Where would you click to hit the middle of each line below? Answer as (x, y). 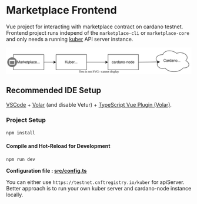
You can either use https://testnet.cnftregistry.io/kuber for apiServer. (95, 182)
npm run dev (21, 159)
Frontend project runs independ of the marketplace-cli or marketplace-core (98, 32)
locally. (15, 195)
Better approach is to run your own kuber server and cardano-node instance (99, 188)
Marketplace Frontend (61, 10)
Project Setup (26, 120)
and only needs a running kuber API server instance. (70, 39)
